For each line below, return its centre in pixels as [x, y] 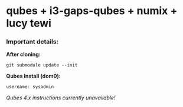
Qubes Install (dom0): [33, 76]
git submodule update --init [42, 65]
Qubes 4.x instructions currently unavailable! [61, 98]
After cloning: [24, 55]
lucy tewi [29, 23]
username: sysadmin [30, 87]
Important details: [32, 42]
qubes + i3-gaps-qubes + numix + [92, 11]
